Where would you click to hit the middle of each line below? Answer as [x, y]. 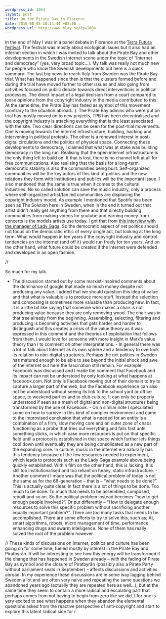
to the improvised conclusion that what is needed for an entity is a [79, 418]
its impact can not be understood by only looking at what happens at [82, 376]
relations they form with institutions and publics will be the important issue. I [83, 179]
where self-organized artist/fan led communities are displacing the [73, 195]
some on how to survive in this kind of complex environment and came [84, 413]
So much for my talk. [26, 272]
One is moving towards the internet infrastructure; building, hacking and [78, 132]
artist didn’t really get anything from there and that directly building [73, 210]
